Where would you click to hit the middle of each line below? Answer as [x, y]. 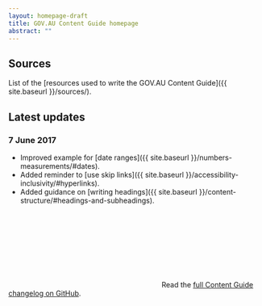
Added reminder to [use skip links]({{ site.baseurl [102, 174]
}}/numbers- [211, 157]
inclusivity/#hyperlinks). [60, 183]
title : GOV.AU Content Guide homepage [73, 23]
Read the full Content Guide [207, 284]
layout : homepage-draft [48, 16]
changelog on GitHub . [45, 293]
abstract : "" [30, 31]
